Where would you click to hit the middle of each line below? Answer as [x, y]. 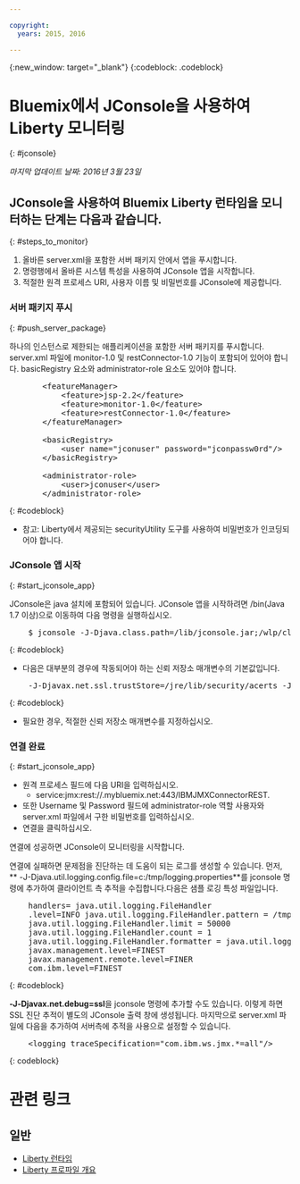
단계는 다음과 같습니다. [103, 219]
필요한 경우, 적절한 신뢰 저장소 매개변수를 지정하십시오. [117, 721]
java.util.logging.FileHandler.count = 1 [120, 933]
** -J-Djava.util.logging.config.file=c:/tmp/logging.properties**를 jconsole [145, 878]
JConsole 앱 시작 [46, 566]
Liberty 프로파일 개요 [59, 1170]
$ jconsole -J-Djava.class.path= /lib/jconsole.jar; [143, 632]
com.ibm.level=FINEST [75, 969]
